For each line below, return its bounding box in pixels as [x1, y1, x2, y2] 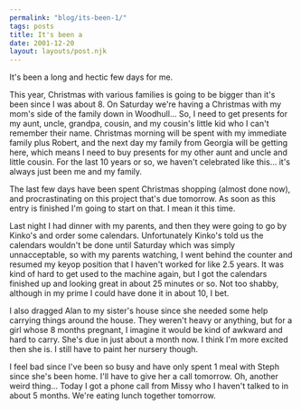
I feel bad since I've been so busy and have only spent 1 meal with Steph [9, 361, 280, 372]
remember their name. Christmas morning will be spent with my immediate [9, 128, 287, 138]
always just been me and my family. [9, 167, 143, 177]
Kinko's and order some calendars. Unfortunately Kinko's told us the [9, 230, 264, 241]
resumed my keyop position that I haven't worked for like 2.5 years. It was [9, 259, 285, 270]
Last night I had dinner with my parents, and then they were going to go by [9, 221, 287, 232]
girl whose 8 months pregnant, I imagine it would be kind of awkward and [9, 325, 283, 336]
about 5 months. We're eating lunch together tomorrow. [9, 390, 216, 401]
